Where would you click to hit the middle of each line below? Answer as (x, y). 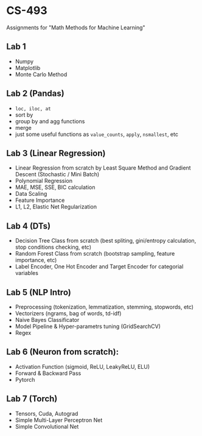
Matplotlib (28, 68)
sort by (24, 115)
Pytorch (25, 379)
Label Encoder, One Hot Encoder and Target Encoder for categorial (99, 266)
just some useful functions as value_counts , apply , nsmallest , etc (96, 134)
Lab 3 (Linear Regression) (56, 153)
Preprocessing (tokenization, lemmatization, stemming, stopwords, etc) (104, 307)
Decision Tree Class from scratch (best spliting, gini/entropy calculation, (106, 241)
